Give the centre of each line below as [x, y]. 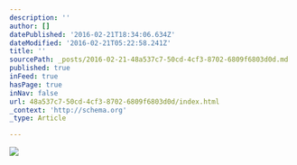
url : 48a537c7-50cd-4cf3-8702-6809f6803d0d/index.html [115, 101]
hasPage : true [36, 85]
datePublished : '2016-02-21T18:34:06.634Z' [93, 34]
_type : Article [38, 118]
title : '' [28, 51]
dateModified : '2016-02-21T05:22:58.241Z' [90, 43]
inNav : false [34, 93]
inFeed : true [34, 77]
